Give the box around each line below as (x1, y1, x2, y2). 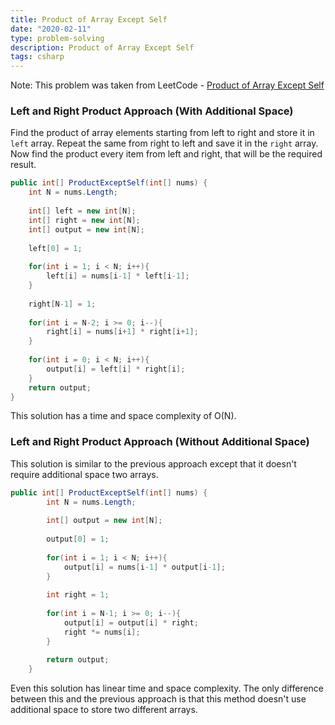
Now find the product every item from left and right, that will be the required (10, 148, 323, 160)
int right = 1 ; (46, 590, 110, 600)
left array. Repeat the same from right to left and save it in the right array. (10, 137, 319, 150)
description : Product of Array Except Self (10, 42, 195, 53)
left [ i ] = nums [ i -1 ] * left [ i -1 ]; (46, 271, 190, 281)
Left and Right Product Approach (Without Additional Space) (10, 435, 310, 449)
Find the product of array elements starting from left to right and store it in (10, 127, 315, 139)
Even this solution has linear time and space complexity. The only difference (10, 682, 324, 695)
